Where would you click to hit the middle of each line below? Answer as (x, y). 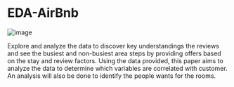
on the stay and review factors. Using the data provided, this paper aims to (115, 60)
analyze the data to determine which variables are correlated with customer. (117, 68)
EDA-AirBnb (43, 13)
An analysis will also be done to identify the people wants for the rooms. (112, 76)
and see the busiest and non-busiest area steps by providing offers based (114, 53)
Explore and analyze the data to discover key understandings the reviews (113, 46)
